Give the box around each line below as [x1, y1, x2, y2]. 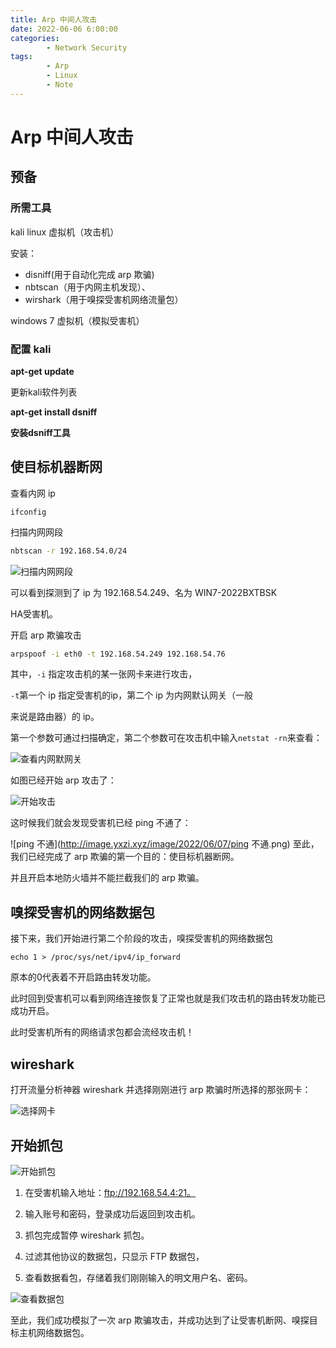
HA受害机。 [10, 607, 59, 620]
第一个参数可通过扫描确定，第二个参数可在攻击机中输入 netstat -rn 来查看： [10, 732, 323, 744]
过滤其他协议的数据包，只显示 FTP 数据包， [24, 1250, 205, 1262]
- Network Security [46, 42, 128, 53]
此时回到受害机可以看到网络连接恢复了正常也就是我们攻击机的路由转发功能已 [10, 992, 326, 1005]
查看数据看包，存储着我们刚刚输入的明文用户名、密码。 [24, 1271, 253, 1283]
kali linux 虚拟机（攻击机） [10, 226, 120, 238]
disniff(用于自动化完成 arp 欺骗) [24, 268, 155, 280]
